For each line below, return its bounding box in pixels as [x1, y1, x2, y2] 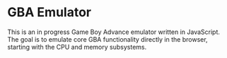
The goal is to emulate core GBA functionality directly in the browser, [7, 35, 208, 43]
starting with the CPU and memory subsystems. [7, 42, 147, 51]
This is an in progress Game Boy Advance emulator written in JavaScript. [7, 28, 221, 36]
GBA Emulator [7, 4, 92, 21]
